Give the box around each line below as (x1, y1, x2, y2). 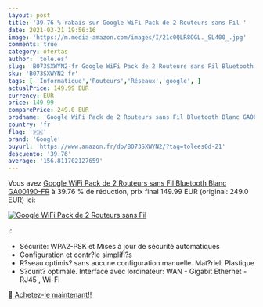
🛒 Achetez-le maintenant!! (8, 291, 92, 300)
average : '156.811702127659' (8, 157, 103, 165)
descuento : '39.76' (8, 150, 72, 157)
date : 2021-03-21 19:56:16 (8, 26, 96, 34)
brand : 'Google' (8, 135, 61, 143)
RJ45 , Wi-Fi (19, 275, 60, 284)
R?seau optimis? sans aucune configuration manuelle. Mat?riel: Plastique (19, 258, 255, 268)
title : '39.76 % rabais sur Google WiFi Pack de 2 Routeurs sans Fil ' (8, 19, 247, 27)
